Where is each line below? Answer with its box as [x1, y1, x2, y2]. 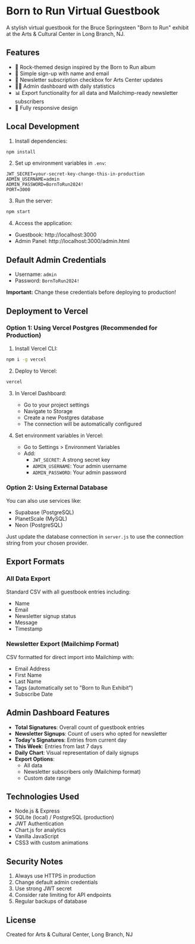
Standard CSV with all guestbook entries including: [6, 588, 131, 595]
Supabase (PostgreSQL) [14, 509, 74, 516]
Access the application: [14, 220, 73, 227]
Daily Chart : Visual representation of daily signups [14, 749, 139, 756]
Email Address [14, 665, 51, 672]
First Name [14, 671, 42, 678]
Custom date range [23, 774, 71, 782]
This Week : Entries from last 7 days [14, 742, 103, 750]
